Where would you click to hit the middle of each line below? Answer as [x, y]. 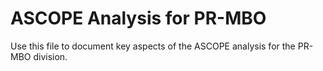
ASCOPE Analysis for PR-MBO [138, 18]
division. [50, 56]
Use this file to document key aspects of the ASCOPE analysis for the [153, 46]
